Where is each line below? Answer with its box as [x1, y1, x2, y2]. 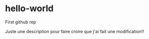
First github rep [5, 19, 36, 25]
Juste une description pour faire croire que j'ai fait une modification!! [5, 28, 144, 34]
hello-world [5, 3, 54, 14]
